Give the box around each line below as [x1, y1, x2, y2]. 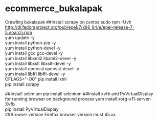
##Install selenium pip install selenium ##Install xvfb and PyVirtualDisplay [5, 91, 153, 97]
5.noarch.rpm [5, 29, 33, 35]
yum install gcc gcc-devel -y [5, 50, 63, 56]
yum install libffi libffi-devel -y [5, 71, 65, 77]
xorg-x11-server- [118, 96, 152, 101]
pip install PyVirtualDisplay [5, 106, 59, 112]
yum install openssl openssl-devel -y [5, 65, 79, 71]
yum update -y [5, 35, 35, 40]
